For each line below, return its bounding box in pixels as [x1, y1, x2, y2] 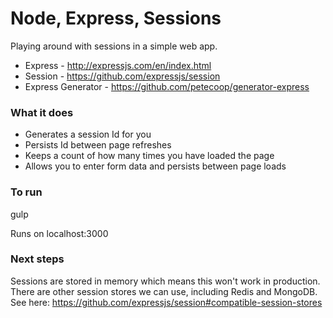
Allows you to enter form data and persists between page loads [24, 160, 287, 172]
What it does [10, 105, 74, 119]
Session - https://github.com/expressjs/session [24, 70, 221, 82]
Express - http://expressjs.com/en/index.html [24, 59, 212, 71]
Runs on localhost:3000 [10, 227, 109, 239]
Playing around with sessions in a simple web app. [10, 40, 218, 52]
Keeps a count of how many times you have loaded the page [24, 150, 275, 162]
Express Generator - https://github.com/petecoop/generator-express [24, 80, 310, 92]
